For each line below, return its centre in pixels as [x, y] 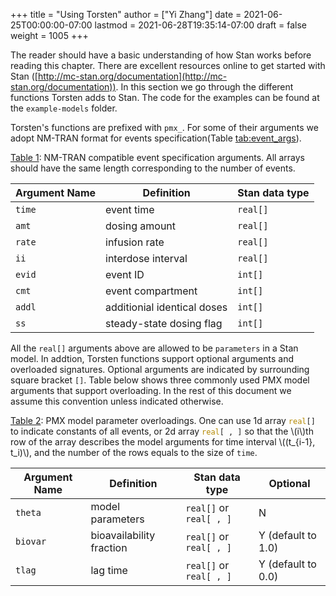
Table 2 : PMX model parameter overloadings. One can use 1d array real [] [163, 420]
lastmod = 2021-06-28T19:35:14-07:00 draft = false [201, 25]
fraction [109, 547]
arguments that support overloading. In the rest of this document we [151, 390]
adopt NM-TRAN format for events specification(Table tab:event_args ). [156, 138]
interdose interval [146, 258]
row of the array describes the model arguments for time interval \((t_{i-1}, [163, 442]
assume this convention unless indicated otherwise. [117, 401]
